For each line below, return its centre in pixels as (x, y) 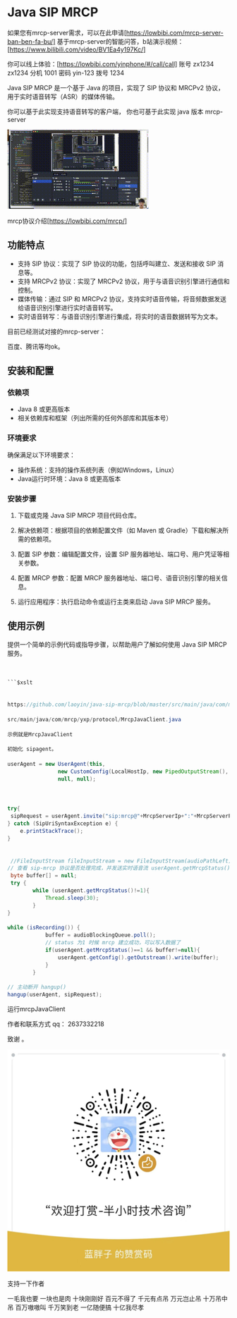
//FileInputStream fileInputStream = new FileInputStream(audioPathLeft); (122, 861)
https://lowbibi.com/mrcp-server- (175, 32)
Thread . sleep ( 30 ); (72, 898)
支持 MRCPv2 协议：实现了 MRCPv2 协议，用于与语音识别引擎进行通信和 (124, 281)
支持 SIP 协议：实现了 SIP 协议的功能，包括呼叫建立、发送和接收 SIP (117, 263)
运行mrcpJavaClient (36, 1009)
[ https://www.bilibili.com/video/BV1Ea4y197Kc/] (77, 49)
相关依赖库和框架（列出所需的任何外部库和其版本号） (95, 418)
